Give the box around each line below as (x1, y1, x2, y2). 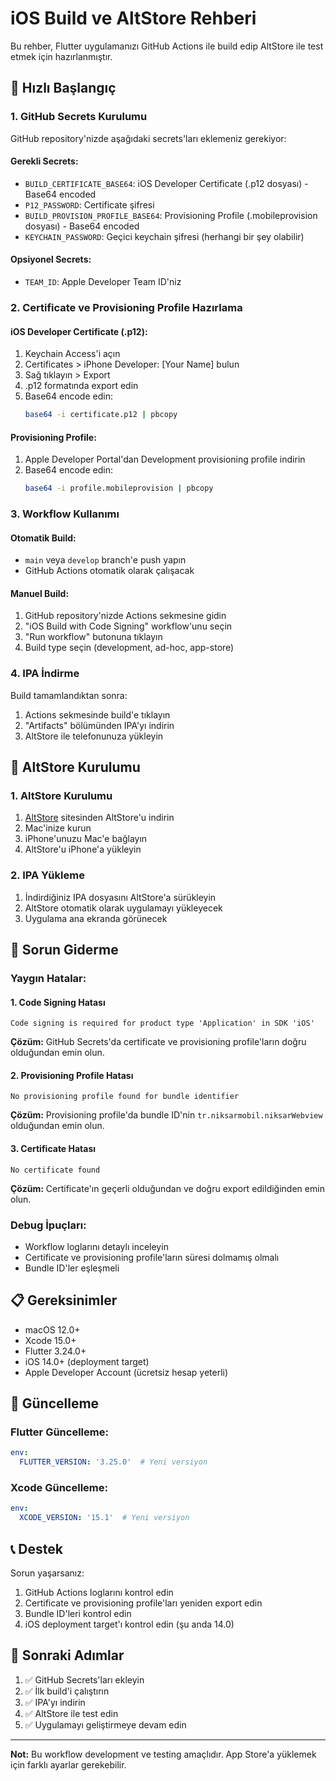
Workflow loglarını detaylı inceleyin (24, 1240, 169, 1252)
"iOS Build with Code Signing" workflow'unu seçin (24, 620, 233, 632)
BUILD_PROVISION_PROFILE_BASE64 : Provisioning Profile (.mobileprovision (24, 209, 318, 221)
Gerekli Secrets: (10, 155, 79, 167)
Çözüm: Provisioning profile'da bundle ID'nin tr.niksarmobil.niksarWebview (10, 1109, 323, 1121)
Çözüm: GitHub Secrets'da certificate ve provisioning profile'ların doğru (10, 1036, 307, 1048)
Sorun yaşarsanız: (10, 1567, 85, 1579)
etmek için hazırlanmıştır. (10, 50, 113, 62)
